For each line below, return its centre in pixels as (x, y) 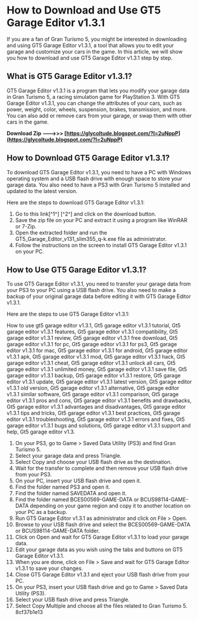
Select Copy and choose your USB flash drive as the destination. (93, 462)
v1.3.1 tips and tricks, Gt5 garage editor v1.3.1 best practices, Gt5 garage (94, 413)
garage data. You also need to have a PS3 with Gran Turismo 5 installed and (98, 185)
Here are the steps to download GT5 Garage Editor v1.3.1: (76, 202)
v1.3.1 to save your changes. (49, 568)
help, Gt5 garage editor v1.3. (41, 432)
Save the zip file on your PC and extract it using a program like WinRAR (101, 220)
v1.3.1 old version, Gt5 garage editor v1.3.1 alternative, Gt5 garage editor (93, 388)
